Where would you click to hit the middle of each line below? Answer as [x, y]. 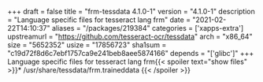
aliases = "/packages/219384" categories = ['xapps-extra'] [148, 28]
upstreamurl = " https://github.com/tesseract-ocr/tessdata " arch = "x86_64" [130, 36]
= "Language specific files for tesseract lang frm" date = [99, 20]
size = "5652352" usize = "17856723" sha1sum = [87, 45]
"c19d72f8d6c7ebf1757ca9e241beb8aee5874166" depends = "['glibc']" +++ [131, 53]
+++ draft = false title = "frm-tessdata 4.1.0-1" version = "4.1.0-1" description [131, 11]
